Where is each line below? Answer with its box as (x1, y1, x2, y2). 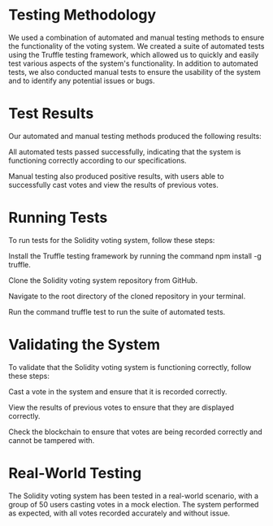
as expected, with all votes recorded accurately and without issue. (8, 508, 230, 518)
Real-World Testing (8, 463, 142, 482)
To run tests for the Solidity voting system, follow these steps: (8, 235, 215, 245)
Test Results (8, 104, 94, 123)
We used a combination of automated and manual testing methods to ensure (8, 33, 265, 42)
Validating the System (8, 336, 161, 354)
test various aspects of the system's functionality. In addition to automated (8, 59, 258, 68)
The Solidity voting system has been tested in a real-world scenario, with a (8, 490, 258, 501)
